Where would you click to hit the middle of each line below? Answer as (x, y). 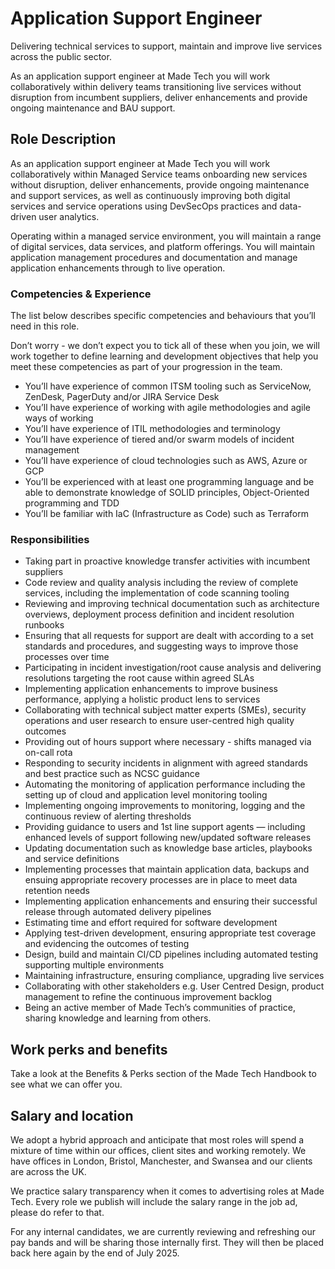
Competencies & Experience (81, 294)
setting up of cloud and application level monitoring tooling (146, 795)
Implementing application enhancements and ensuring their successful (171, 901)
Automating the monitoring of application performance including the (165, 784)
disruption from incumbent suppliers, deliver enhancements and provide (159, 97)
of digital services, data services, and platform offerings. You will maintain (162, 246)
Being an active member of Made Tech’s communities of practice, (160, 1008)
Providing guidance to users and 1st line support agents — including (165, 827)
